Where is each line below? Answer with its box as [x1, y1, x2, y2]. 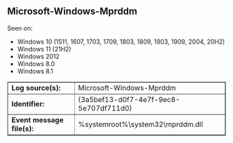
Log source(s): [11, 83, 61, 92]
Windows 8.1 [17, 67, 53, 75]
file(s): [11, 124, 34, 133]
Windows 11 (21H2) [17, 44, 71, 53]
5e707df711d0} [78, 103, 132, 113]
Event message [11, 115, 64, 124]
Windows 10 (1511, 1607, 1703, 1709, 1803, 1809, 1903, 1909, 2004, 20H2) [17, 37, 225, 46]
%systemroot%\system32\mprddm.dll [78, 119, 203, 129]
